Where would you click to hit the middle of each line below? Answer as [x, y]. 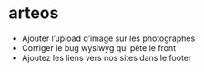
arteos [34, 13]
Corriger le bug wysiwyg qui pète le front [99, 47]
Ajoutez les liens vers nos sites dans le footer [107, 57]
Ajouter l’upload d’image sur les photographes [108, 38]
